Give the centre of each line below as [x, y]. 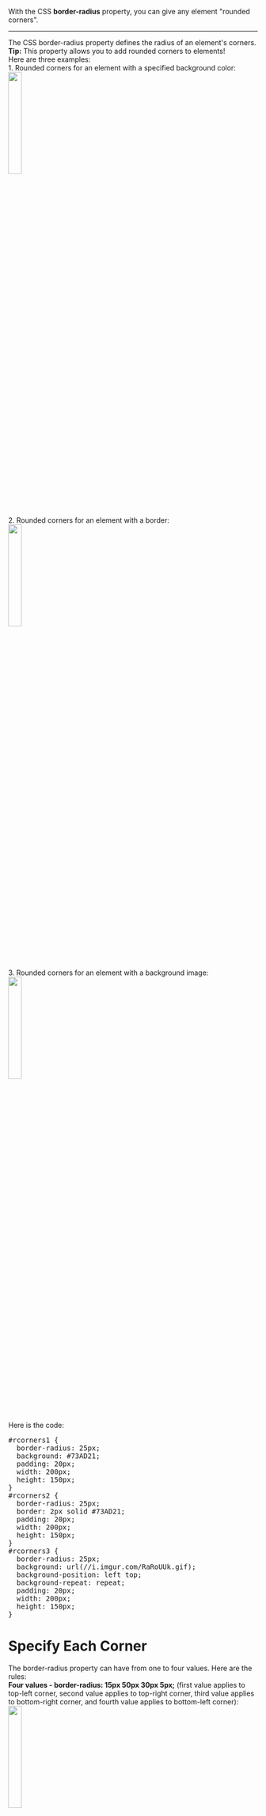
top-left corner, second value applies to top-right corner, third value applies [131, 1693]
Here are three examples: [49, 59]
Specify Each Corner [78, 1646]
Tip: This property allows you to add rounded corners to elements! [117, 51]
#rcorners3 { [34, 1551]
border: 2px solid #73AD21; [71, 1511]
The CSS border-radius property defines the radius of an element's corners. [132, 42]
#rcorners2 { [34, 1496]
